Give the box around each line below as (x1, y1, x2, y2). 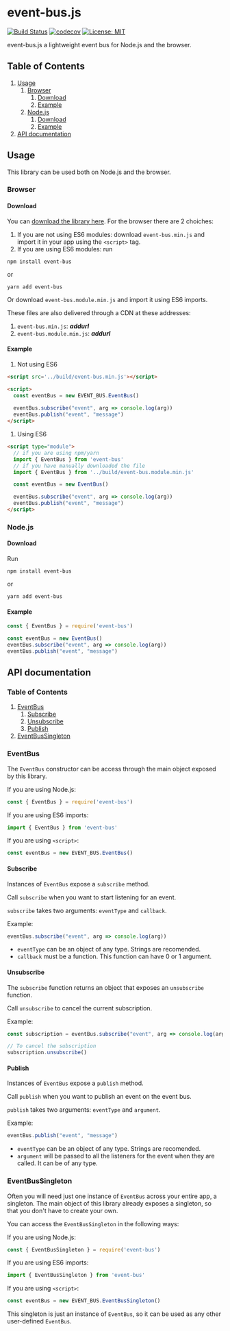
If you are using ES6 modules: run (16, 245, 113, 253)
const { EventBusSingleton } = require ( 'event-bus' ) (7, 1246, 161, 1253)
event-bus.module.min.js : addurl (16, 329, 111, 337)
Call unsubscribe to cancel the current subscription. (7, 1004, 153, 1012)
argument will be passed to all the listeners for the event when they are (16, 1152, 215, 1160)
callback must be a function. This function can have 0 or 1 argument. (16, 952, 212, 960)
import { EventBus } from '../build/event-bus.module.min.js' (13, 469, 194, 475)
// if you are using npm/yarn (13, 449, 99, 456)
